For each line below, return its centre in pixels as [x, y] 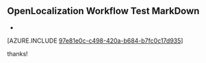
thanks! [18, 54]
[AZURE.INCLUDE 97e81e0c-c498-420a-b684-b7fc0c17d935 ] [95, 41]
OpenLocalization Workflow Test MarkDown [103, 11]
